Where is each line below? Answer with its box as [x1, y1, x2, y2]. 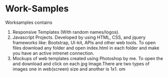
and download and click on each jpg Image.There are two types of [12, 61, 150, 67]
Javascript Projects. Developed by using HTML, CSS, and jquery [12, 34, 146, 40]
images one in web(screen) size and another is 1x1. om [12, 66, 126, 72]
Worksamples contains [5, 19, 53, 25]
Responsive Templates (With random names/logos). [12, 29, 119, 35]
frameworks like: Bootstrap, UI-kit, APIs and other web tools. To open [12, 39, 156, 45]
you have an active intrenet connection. [12, 50, 94, 56]
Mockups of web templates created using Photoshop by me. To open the [12, 55, 163, 61]
